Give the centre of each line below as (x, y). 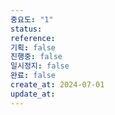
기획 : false (33, 47)
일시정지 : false (40, 66)
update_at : (33, 94)
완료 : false (33, 76)
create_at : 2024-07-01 (57, 85)
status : (26, 29)
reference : (33, 38)
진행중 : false (36, 57)
